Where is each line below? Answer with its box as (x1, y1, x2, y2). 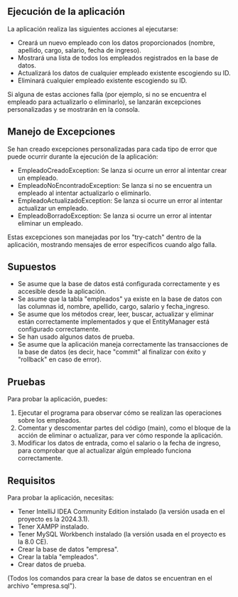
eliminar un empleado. (17, 218, 83, 227)
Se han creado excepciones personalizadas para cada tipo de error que (7, 144, 217, 153)
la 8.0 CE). (17, 537, 48, 546)
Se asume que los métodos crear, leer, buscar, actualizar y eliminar (17, 310, 215, 319)
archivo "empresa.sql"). (7, 581, 77, 590)
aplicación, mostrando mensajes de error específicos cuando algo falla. (7, 240, 217, 248)
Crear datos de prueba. (17, 560, 87, 569)
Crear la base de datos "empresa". (17, 545, 119, 554)
